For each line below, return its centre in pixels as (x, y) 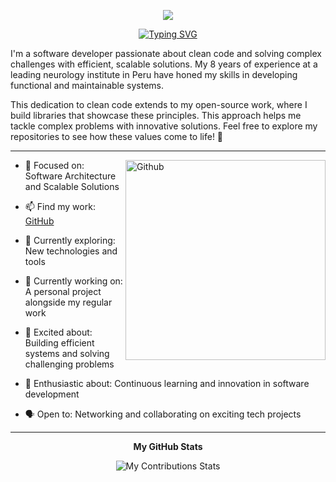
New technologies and (71, 251)
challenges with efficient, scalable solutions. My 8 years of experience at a (164, 64)
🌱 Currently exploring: (70, 240)
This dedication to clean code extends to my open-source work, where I (159, 104)
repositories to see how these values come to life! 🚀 (117, 136)
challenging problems (69, 364)
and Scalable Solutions (72, 186)
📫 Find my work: (60, 206)
